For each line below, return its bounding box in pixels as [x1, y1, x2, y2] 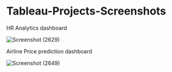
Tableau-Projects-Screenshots [6, 4, 167, 18]
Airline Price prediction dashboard [6, 47, 93, 55]
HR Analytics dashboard [6, 24, 67, 31]
